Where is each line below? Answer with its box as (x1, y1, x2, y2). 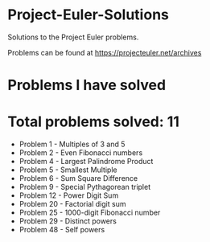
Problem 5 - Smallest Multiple (19, 165, 117, 174)
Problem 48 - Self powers (19, 225, 105, 235)
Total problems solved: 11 (7, 113, 180, 131)
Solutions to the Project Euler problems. (7, 32, 139, 42)
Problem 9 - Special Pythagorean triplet (19, 183, 150, 192)
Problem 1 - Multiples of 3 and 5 (19, 139, 126, 150)
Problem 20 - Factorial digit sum (19, 199, 126, 209)
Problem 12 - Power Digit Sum (19, 191, 119, 200)
